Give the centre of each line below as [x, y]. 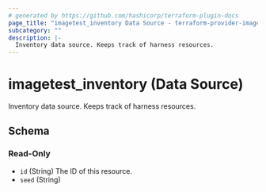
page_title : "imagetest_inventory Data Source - [90, 23]
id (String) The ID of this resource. [76, 171]
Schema [29, 131]
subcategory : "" [35, 30]
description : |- [35, 38]
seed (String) [40, 179]
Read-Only [30, 154]
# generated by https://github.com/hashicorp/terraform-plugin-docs [123, 15]
